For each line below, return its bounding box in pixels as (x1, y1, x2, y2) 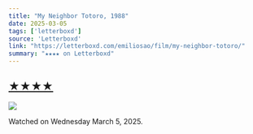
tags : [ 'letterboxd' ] (8, 27, 82, 35)
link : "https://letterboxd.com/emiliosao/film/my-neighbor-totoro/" (8, 42, 246, 50)
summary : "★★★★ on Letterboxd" (8, 50, 115, 58)
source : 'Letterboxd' (8, 34, 82, 43)
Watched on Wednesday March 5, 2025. (8, 116, 144, 126)
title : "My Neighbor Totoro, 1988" (8, 11, 129, 20)
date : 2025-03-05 (8, 19, 68, 28)
